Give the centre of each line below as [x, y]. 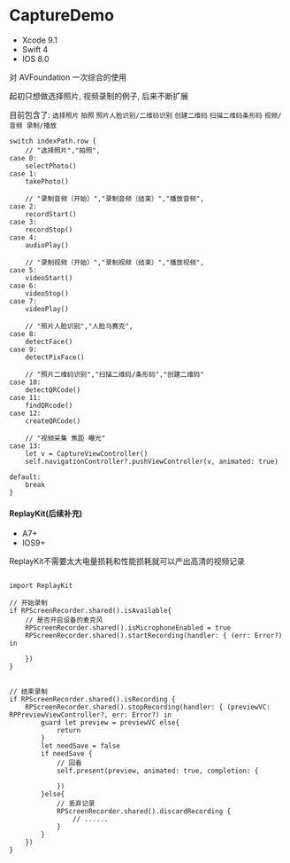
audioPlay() [47, 245]
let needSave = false [81, 746]
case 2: [23, 206]
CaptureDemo [62, 16]
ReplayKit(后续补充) [46, 513]
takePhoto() [47, 181]
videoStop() [47, 294]
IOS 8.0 [36, 59]
